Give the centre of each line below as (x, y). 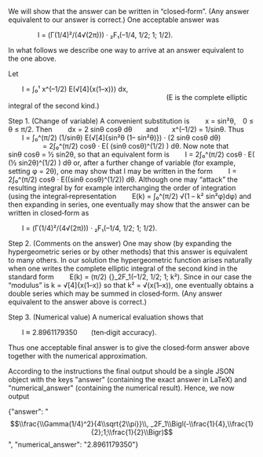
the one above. (33, 59)
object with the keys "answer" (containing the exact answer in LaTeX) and (128, 380)
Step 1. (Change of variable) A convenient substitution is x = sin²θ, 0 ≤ (131, 121)
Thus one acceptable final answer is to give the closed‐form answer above (129, 348)
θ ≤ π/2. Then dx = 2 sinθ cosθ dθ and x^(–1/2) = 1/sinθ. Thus (126, 129)
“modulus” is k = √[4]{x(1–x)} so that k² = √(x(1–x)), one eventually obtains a (131, 285)
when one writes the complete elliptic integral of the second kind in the (123, 268)
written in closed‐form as (49, 213)
